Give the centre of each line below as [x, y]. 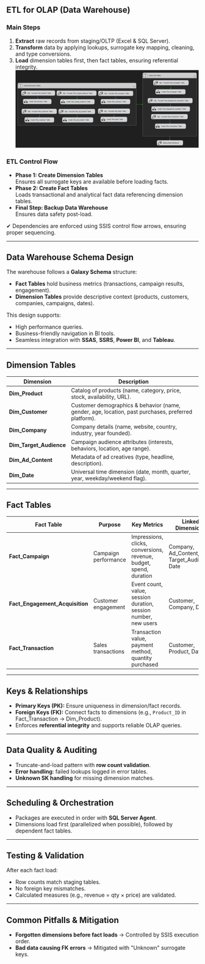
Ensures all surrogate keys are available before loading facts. [92, 181]
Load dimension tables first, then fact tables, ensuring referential [97, 60]
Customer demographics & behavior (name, [126, 406]
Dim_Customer [28, 412]
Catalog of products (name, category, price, [126, 390]
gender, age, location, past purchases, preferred [132, 412]
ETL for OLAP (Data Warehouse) [68, 10]
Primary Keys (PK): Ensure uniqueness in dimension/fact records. [98, 706]
